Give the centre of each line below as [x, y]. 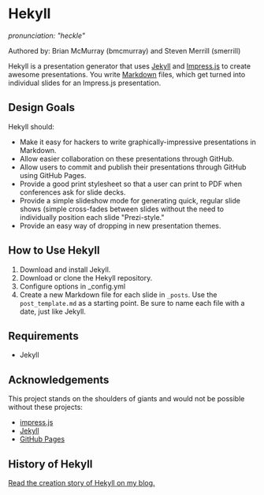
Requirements [43, 336]
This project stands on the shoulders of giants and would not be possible [126, 399]
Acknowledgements [59, 380]
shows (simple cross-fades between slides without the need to [122, 209]
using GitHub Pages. [53, 175]
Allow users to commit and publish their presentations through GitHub [133, 167]
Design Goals [41, 108]
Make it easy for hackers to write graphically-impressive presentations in [138, 142]
